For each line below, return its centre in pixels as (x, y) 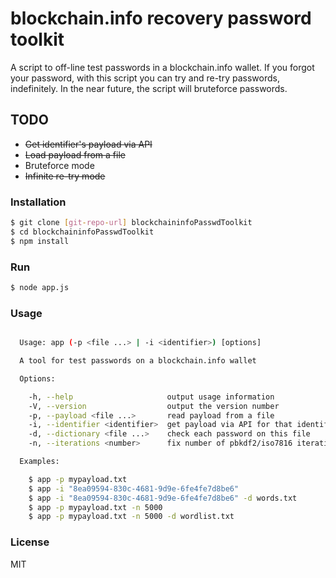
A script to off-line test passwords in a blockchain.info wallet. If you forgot (162, 67)
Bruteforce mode (59, 165)
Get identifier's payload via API (88, 144)
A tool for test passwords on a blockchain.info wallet (138, 361)
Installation (38, 202)
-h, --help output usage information (151, 397)
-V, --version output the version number (154, 406)
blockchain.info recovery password (161, 18)
